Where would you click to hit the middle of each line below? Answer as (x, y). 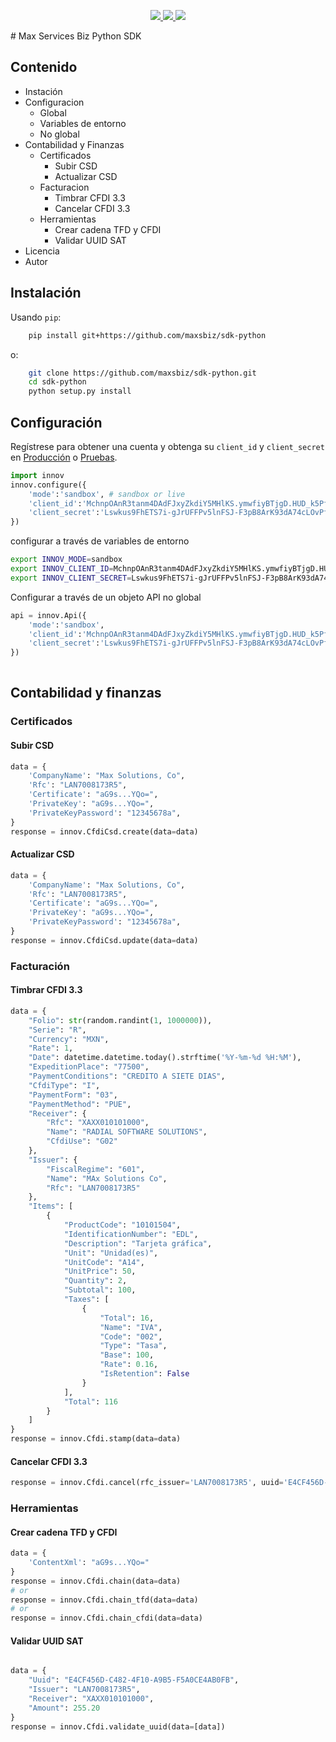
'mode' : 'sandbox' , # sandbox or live (107, 494)
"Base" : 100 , (127, 1355)
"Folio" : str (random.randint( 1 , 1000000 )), (120, 1020)
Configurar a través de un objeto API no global (106, 597)
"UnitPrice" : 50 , (100, 1271)
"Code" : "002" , (131, 1336)
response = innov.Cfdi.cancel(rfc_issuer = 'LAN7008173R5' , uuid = (147, 1483)
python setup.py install (80, 391)
